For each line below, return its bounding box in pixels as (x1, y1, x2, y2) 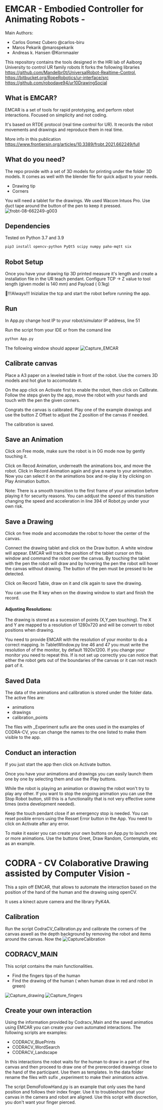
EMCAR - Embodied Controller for (5, 3, 144, 15)
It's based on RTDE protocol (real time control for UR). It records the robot (5, 121, 153, 127)
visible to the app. (5, 734, 41, 740)
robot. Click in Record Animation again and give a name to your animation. (5, 468, 154, 474)
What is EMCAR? (5, 94, 57, 102)
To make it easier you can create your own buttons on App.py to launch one (5, 830, 157, 836)
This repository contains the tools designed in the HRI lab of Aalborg (5, 59, 142, 65)
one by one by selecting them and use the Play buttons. (5, 776, 117, 782)
